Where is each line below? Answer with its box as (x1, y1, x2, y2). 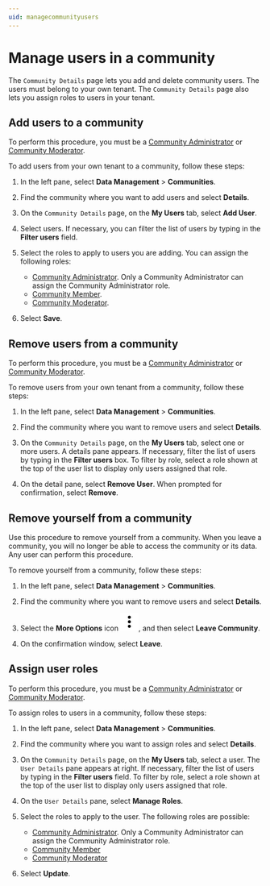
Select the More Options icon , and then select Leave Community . (19, 623, 260, 633)
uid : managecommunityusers (8, 13, 99, 21)
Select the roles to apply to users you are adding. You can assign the (19, 248, 249, 258)
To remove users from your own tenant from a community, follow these (8, 383, 244, 393)
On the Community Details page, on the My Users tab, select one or (19, 438, 245, 447)
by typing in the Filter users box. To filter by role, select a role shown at (19, 455, 258, 465)
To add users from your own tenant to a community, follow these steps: (8, 161, 245, 171)
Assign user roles (8, 662, 98, 676)
